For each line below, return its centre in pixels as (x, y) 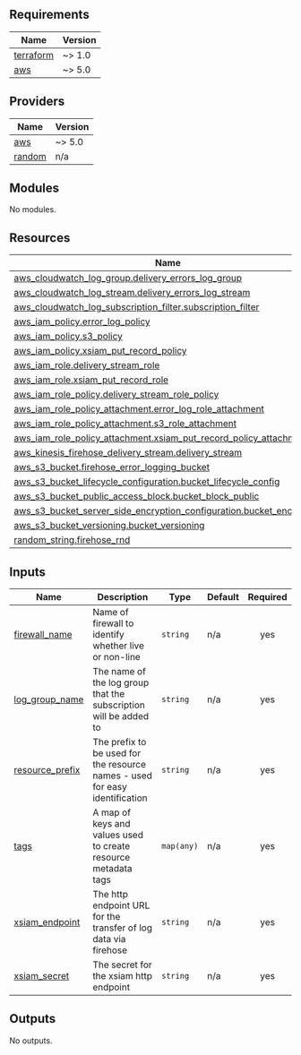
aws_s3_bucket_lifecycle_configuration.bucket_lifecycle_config (147, 482)
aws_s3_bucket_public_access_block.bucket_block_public (137, 496)
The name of (119, 672)
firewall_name (43, 635)
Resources (40, 238)
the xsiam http (123, 976)
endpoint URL (121, 905)
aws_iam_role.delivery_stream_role (87, 365)
